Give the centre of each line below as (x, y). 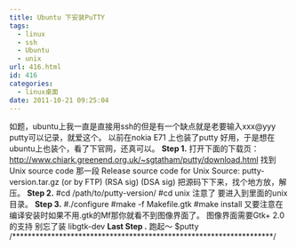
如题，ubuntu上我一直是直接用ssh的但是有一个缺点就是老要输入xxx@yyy (143, 126)
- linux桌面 (38, 92)
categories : (31, 84)
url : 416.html (36, 68)
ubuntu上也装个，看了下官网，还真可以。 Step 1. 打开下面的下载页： (134, 149)
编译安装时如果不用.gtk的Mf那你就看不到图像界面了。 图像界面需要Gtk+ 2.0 (147, 215)
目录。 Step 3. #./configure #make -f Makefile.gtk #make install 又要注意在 (146, 205)
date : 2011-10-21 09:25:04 (59, 100)
